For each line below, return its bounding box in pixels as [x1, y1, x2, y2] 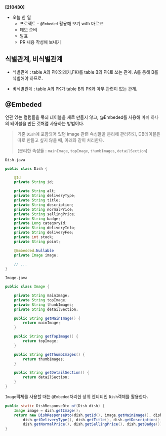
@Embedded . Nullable [14, 248, 54, 253]
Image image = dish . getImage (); [14, 408, 81, 413]
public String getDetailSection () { [14, 370, 90, 375]
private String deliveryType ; [14, 193, 77, 198]
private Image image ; [14, 252, 58, 258]
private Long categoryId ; [14, 221, 68, 226]
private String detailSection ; [14, 307, 79, 312]
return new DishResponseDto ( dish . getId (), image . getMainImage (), [14, 413, 152, 418]
